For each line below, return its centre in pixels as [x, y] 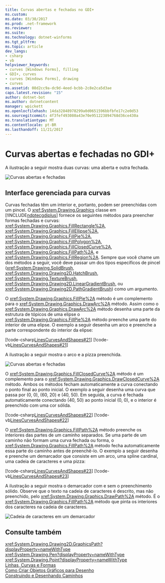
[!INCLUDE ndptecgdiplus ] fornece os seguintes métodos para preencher [80, 215]
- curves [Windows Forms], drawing [42, 79]
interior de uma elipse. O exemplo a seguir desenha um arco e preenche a [81, 325]
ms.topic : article [24, 47]
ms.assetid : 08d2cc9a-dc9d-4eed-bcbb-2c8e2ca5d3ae [58, 88]
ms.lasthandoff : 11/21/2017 [34, 129]
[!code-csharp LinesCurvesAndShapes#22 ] [49, 415]
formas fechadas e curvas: [32, 220]
